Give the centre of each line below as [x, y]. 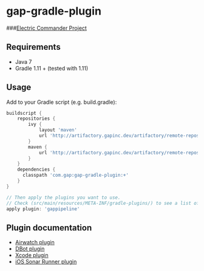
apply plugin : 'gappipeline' [43, 209]
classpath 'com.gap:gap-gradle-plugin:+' [76, 175]
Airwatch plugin [35, 242]
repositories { [36, 119]
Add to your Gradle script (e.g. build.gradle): [62, 102]
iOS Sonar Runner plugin [46, 262]
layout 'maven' [58, 130]
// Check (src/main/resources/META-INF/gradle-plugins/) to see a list [99, 203]
